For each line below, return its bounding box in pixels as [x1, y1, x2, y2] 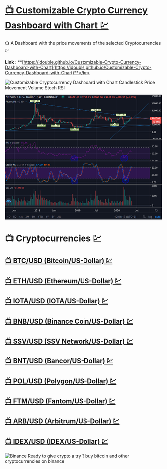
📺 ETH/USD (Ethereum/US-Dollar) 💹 [5, 277, 122, 285]
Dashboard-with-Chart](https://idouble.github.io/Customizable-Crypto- [5, 64, 152, 70]
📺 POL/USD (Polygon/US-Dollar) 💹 [5, 377, 117, 385]
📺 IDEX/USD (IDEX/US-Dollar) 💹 [5, 437, 108, 446]
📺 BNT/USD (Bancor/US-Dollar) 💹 [5, 357, 113, 365]
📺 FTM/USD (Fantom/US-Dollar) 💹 [5, 397, 116, 406]
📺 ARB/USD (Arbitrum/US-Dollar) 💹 [5, 417, 120, 426]
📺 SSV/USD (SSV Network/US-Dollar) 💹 [5, 337, 133, 345]
